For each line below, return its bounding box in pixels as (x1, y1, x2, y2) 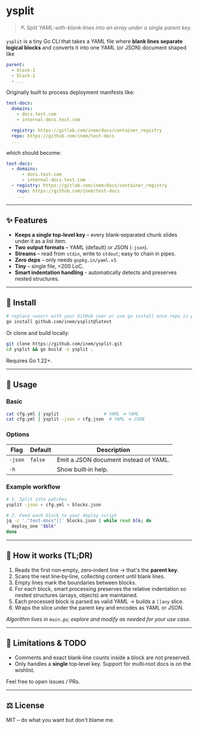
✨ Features (6, 216, 48, 226)
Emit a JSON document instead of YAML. (57, 455, 170, 464)
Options (6, 430, 29, 438)
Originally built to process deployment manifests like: (6, 89, 135, 96)
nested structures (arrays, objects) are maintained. (14, 591, 138, 598)
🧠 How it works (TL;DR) (6, 551, 93, 561)
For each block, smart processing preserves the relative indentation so (14, 585, 187, 592)
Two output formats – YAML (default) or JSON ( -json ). (14, 243, 148, 250)
